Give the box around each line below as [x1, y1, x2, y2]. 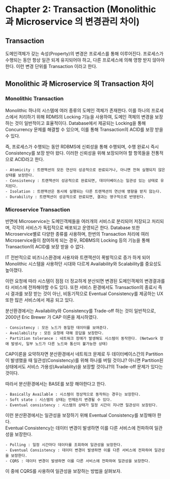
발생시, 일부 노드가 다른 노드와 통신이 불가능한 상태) [11, 341, 108, 346]
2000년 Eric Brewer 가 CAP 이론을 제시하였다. [5, 314, 98, 320]
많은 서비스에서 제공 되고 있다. [14, 297, 75, 303]
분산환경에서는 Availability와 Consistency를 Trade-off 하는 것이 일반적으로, [5, 307, 156, 313]
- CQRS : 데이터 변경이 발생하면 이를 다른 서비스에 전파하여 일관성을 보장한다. [5, 458, 151, 463]
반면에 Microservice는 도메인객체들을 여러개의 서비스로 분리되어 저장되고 [5, 218, 151, 224]
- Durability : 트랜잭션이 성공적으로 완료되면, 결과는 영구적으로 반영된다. [5, 194, 146, 199]
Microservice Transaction [5, 206, 70, 213]
